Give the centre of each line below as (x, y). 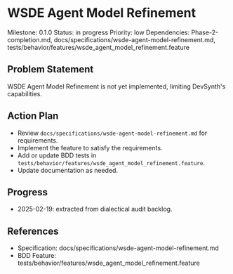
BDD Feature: (37, 256)
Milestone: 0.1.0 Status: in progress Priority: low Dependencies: (99, 32)
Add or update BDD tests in (57, 155)
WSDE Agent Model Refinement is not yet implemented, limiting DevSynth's (116, 86)
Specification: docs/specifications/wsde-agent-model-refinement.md (118, 248)
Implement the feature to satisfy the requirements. (90, 148)
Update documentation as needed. (67, 170)
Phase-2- (205, 32)
